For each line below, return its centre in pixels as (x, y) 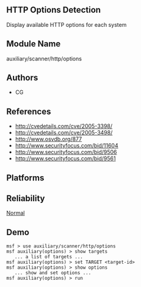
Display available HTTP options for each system (67, 24)
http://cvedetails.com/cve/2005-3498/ (64, 133)
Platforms (25, 178)
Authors (22, 78)
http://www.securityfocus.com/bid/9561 (65, 158)
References (29, 111)
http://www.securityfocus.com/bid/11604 (67, 146)
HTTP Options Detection (54, 10)
